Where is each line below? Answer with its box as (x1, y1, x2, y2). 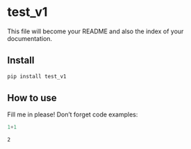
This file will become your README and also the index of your (7, 27, 184, 35)
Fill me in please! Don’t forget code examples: (7, 110, 138, 119)
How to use (7, 92, 57, 104)
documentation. (7, 34, 53, 42)
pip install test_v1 (7, 73, 67, 80)
